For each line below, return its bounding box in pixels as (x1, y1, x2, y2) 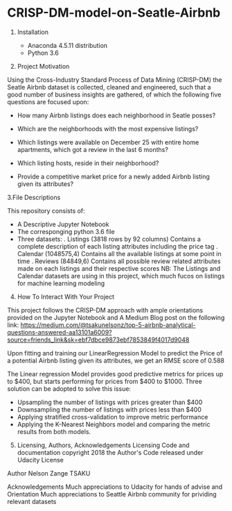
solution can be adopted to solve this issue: (7, 384, 132, 393)
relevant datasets (7, 497, 57, 505)
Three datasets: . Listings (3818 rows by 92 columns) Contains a (17, 235, 201, 243)
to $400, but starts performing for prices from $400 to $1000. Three (7, 377, 202, 385)
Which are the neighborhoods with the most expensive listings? (17, 124, 199, 133)
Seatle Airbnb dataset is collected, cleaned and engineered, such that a (7, 83, 211, 91)
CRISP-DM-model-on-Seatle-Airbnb (7, 5, 221, 21)
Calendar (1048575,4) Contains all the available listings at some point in (17, 249, 222, 258)
